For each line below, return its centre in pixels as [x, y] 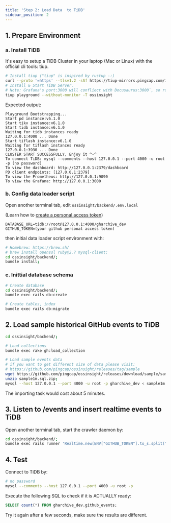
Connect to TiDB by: [26, 472]
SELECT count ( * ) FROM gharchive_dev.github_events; [61, 505]
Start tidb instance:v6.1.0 [35, 127]
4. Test [17, 459]
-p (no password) [24, 163]
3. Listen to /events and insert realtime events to [83, 409]
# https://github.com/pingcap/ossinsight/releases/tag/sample [73, 369]
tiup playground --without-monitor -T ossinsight [59, 95]
